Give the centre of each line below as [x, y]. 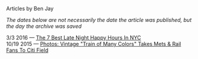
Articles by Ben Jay [30, 9]
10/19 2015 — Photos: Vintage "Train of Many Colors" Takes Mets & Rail [94, 44]
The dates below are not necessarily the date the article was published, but [99, 20]
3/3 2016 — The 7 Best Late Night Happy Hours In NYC [74, 37]
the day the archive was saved [44, 26]
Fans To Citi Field [27, 50]
